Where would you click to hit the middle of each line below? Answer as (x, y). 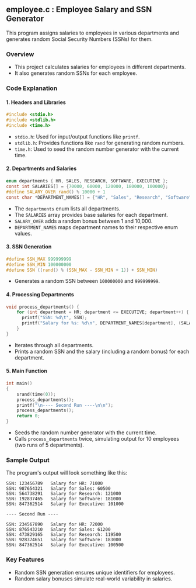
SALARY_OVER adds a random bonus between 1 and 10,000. (83, 221)
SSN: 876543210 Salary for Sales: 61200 (58, 530)
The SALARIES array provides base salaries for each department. (91, 215)
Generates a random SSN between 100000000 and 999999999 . (87, 281)
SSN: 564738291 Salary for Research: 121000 (64, 494)
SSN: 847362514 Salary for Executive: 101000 (65, 504)
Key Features (25, 559)
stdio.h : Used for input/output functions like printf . (77, 136)
